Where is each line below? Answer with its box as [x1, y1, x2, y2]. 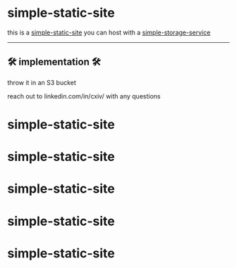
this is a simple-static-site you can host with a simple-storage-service [7, 28, 211, 37]
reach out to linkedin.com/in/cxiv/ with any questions [7, 91, 161, 100]
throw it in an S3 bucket [7, 78, 76, 87]
